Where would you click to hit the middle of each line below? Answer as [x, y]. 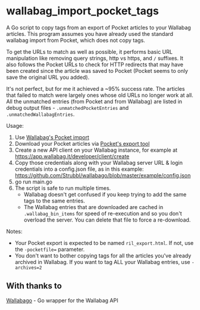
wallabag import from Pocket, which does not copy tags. [76, 40]
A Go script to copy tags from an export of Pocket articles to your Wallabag [99, 27]
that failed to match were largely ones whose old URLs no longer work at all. [100, 95]
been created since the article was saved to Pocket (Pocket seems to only [97, 70]
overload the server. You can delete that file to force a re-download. [107, 220]
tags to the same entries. [54, 201]
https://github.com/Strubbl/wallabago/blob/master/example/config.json [103, 175]
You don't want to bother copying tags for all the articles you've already [103, 256]
